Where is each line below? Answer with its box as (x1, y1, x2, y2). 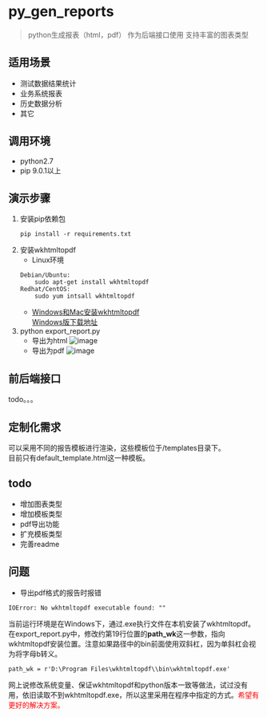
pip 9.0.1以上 (19, 165, 62, 175)
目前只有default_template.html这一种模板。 (8, 453, 150, 463)
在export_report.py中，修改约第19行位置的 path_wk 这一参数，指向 (8, 629, 225, 638)
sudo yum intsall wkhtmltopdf (34, 292, 135, 301)
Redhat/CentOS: (19, 286, 71, 294)
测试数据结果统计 (19, 79, 77, 88)
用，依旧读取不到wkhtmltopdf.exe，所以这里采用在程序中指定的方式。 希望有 (8, 690, 260, 699)
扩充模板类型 (19, 529, 62, 539)
